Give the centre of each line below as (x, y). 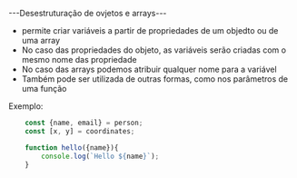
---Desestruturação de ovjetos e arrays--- (88, 13)
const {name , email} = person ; (84, 123)
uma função (44, 89)
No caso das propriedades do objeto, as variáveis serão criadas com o (154, 50)
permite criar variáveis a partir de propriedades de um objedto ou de (150, 30)
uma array (41, 40)
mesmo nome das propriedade (79, 59)
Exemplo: (26, 106)
